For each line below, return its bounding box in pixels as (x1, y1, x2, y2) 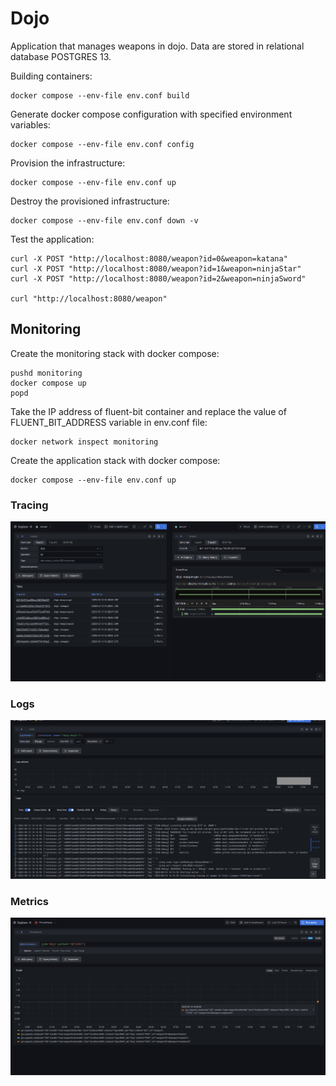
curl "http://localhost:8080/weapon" (10, 293, 168, 304)
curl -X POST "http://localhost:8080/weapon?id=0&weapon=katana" (10, 253, 288, 264)
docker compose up (10, 378, 87, 388)
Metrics (10, 894, 49, 908)
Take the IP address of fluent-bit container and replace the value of (10, 405, 287, 417)
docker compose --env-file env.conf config (10, 139, 195, 149)
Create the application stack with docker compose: (10, 454, 221, 466)
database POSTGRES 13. (10, 50, 112, 62)
